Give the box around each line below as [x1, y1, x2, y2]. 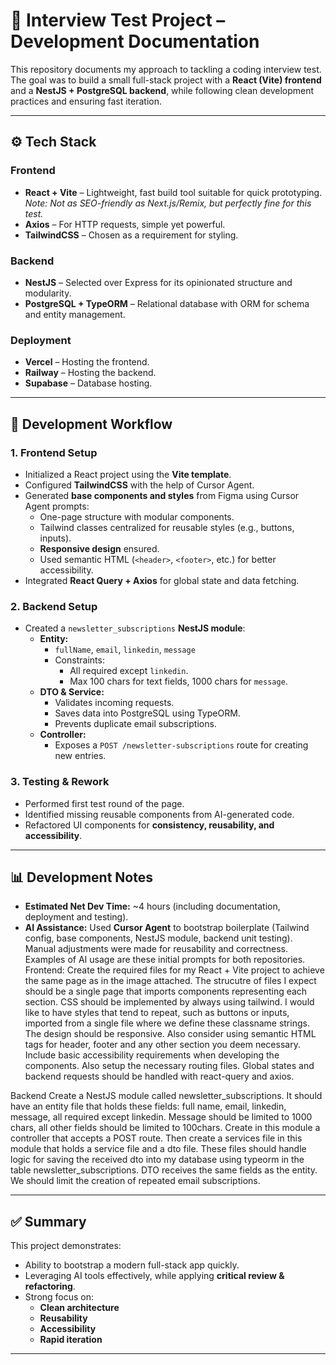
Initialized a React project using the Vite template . [24, 468, 232, 480]
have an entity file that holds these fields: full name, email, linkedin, [10, 1100, 287, 1113]
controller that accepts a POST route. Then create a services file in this [10, 1132, 303, 1144]
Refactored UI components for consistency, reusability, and [24, 819, 275, 831]
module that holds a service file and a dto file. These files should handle [10, 1143, 307, 1155]
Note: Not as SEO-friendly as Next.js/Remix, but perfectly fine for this [24, 197, 312, 209]
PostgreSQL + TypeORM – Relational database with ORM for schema [24, 297, 310, 309]
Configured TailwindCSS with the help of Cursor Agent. [24, 479, 255, 491]
